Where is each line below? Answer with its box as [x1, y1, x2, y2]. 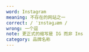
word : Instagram [6, 8, 46, 15]
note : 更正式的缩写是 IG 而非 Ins [6, 31, 84, 37]
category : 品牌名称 [6, 36, 51, 42]
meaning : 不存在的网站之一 [6, 14, 66, 20]
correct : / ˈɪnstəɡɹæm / [6, 20, 68, 26]
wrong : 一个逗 [6, 25, 39, 32]
